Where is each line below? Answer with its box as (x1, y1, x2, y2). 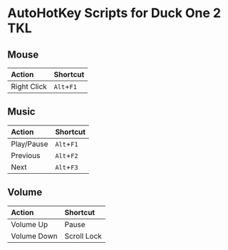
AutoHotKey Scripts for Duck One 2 (7, 5, 222, 21)
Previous (11, 150, 41, 160)
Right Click (11, 82, 48, 91)
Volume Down (11, 231, 58, 241)
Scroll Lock (64, 231, 102, 241)
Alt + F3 (55, 162, 78, 172)
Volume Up (11, 219, 48, 229)
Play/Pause (11, 139, 48, 149)
